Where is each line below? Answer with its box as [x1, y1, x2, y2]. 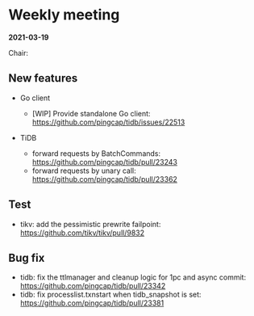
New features [8, 71, 78, 86]
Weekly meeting [8, 6, 120, 24]
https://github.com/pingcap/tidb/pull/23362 [31, 174, 177, 183]
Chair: [8, 48, 29, 57]
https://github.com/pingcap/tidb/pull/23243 [31, 157, 178, 166]
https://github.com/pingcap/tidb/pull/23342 [19, 281, 166, 291]
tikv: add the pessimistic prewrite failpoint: [19, 219, 161, 229]
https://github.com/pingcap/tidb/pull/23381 [19, 298, 164, 308]
